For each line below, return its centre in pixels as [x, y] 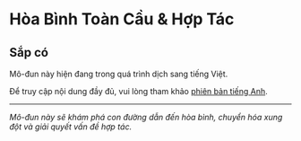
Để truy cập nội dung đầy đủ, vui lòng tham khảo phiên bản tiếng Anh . [139, 91]
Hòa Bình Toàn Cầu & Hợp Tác [122, 19]
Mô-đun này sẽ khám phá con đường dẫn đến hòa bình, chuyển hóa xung [146, 117]
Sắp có [29, 53]
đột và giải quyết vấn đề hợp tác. [71, 127]
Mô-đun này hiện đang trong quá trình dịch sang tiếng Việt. [119, 74]
